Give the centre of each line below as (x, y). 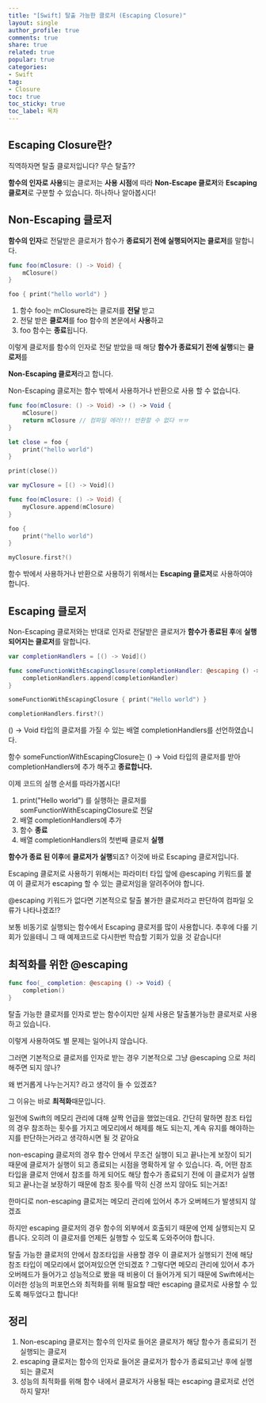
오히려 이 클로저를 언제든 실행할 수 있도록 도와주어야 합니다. (123, 1238)
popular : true (32, 60)
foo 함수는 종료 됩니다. (54, 330)
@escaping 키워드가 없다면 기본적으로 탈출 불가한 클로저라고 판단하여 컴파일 (127, 900)
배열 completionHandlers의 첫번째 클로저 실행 (91, 840)
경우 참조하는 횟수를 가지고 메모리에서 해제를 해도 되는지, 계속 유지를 (122, 1127)
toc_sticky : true (37, 104)
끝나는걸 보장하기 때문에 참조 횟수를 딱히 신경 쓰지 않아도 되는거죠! (125, 1184)
